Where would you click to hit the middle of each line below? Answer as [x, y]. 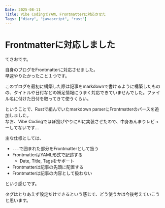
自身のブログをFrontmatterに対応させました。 [51, 70]
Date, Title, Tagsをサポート [47, 161]
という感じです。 [22, 184]
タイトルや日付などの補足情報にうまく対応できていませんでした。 [80, 93]
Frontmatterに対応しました [60, 45]
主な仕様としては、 [25, 138]
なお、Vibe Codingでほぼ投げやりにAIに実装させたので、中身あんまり [76, 122]
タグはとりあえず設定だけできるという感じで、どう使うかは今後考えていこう [82, 194]
